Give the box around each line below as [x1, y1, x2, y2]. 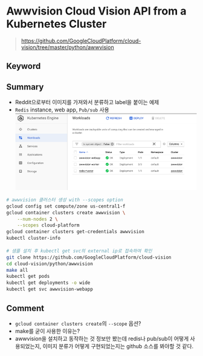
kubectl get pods [6, 274, 50, 280]
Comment [6, 303, 45, 313]
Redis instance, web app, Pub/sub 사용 [14, 106, 110, 113]
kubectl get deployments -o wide [6, 280, 91, 286]
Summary [6, 82, 44, 92]
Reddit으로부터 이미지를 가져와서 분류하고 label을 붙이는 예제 [14, 99, 159, 106]
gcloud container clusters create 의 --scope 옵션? [14, 320, 141, 327]
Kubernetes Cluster [6, 17, 107, 31]
